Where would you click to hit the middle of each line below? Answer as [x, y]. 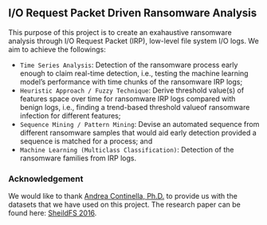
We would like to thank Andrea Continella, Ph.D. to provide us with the [123, 196]
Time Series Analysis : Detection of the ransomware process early [129, 65]
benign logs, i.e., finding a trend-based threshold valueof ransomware [135, 107]
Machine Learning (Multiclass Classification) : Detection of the [127, 149]
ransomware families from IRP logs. [78, 158]
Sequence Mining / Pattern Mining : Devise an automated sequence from [139, 124]
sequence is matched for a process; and [86, 141]
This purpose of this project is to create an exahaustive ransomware [120, 32]
